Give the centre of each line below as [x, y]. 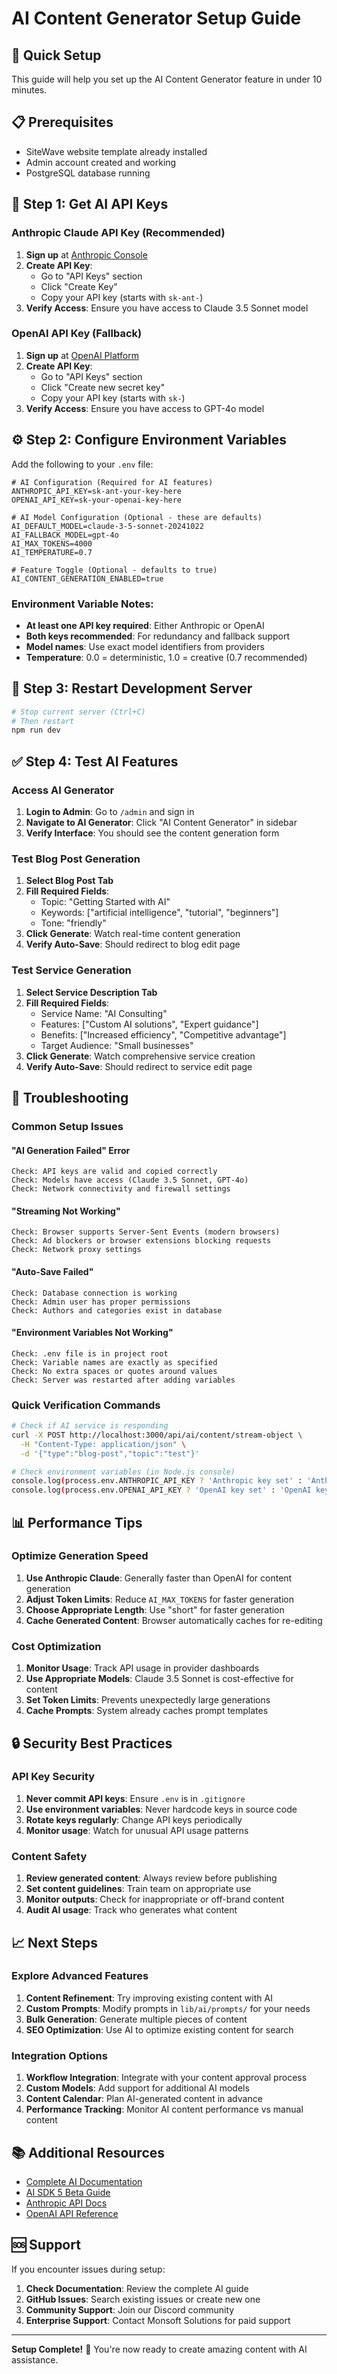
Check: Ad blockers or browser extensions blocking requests [141, 1241]
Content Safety [49, 1856]
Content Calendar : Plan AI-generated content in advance [144, 2099]
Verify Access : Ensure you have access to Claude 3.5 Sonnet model [167, 308]
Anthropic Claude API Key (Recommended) [118, 233]
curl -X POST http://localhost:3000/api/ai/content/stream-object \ [157, 1435]
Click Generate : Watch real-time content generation [133, 934]
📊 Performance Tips [77, 1522]
